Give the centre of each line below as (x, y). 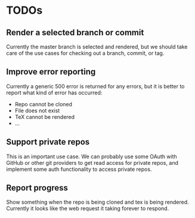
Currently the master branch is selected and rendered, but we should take (97, 47)
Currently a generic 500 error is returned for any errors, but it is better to (95, 86)
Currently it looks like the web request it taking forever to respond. (88, 208)
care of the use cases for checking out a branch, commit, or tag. (85, 53)
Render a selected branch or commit (75, 33)
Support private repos (48, 142)
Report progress (37, 188)
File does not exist (37, 110)
